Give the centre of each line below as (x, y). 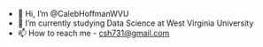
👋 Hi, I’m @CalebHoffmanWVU (73, 14)
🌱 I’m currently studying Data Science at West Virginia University (135, 23)
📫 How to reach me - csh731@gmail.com (93, 33)
